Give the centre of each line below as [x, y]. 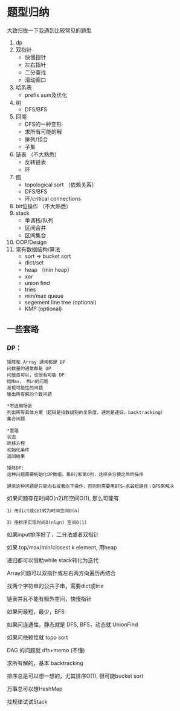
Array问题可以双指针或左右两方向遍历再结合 [61, 573]
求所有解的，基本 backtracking [45, 663]
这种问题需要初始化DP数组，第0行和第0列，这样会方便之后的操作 [75, 474]
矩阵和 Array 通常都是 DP [36, 362]
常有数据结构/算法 [38, 249]
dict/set [34, 262]
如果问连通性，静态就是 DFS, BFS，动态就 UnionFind [72, 624]
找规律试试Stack [27, 701]
